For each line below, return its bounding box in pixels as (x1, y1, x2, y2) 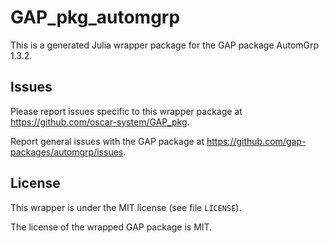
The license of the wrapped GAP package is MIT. (10, 221, 213, 233)
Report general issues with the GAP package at (10, 135, 205, 147)
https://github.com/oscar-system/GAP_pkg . (10, 116, 190, 128)
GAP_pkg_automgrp (10, 6, 181, 29)
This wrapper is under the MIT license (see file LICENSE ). (10, 201, 242, 213)
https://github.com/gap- (206, 135, 307, 147)
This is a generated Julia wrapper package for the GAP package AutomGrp (10, 39, 320, 51)
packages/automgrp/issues (10, 146, 124, 158)
